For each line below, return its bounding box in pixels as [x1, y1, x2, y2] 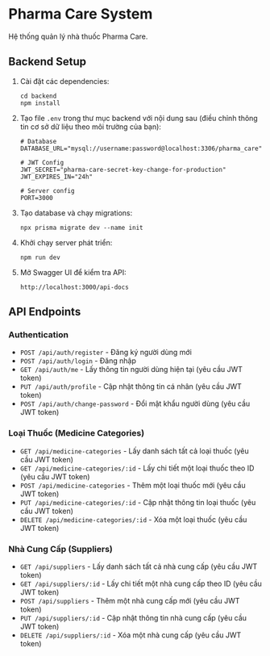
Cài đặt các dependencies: [19, 76, 110, 86]
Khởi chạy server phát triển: [19, 237, 113, 247]
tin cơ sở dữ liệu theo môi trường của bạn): [19, 122, 161, 132]
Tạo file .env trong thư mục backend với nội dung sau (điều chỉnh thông [19, 113, 258, 123]
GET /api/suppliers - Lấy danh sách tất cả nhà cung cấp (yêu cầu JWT [19, 562, 258, 571]
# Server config [19, 186, 75, 194]
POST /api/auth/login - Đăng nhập [19, 356, 137, 366]
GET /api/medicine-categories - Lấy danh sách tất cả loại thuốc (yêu [19, 445, 250, 456]
